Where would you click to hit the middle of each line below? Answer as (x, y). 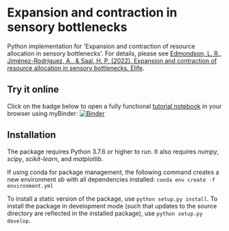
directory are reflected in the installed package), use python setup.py (105, 213)
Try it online (33, 89)
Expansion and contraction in (92, 13)
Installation (32, 135)
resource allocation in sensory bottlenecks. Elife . (76, 68)
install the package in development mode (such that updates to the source (112, 206)
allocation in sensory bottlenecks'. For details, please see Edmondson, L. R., (114, 53)
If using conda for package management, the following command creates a (113, 172)
